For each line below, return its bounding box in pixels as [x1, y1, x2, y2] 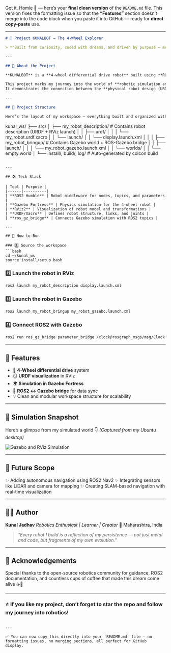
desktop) [5, 434, 24, 440]
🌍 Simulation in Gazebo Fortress [12, 380, 84, 387]
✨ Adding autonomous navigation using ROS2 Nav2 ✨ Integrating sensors [5, 477, 160, 483]
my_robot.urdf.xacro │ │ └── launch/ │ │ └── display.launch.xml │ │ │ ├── [5, 134, 165, 140]
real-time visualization [5, 488, 52, 495]
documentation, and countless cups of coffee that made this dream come [5, 576, 159, 582]
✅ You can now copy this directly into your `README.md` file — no [5, 634, 153, 639]
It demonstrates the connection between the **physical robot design [5, 87, 156, 92]
